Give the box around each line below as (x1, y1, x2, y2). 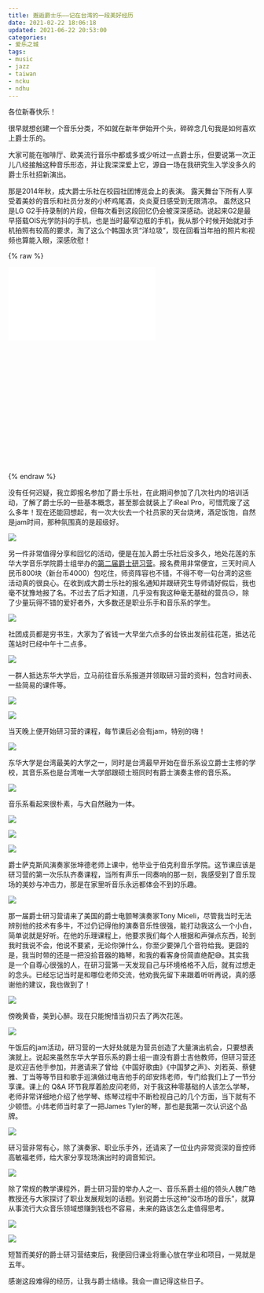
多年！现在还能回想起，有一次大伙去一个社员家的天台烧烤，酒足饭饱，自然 (14, 507, 256, 517)
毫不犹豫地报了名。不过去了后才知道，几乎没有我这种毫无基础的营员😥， (8, 588, 243, 597)
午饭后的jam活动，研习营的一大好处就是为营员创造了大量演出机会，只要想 (8, 1042, 247, 1052)
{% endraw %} (8, 471, 57, 481)
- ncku (8, 77, 30, 85)
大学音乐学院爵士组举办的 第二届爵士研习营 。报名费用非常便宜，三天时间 (14, 559, 249, 568)
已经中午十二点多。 (28, 639, 91, 648)
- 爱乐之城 (8, 41, 39, 49)
